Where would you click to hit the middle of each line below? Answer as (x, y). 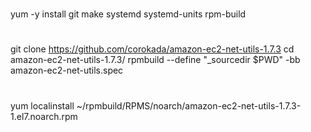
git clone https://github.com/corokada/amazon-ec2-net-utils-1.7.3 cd (152, 49)
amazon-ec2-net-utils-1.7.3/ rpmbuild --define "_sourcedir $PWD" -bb (155, 60)
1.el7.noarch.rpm (44, 116)
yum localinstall (42, 105)
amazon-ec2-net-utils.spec (67, 70)
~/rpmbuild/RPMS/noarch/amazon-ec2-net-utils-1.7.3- (189, 105)
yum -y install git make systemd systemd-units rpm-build (128, 14)
